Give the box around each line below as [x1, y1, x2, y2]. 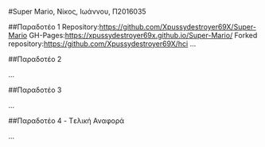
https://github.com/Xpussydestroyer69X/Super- [99, 22, 257, 31]
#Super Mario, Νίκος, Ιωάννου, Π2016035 [8, 7, 146, 16]
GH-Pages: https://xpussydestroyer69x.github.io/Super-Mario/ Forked [29, 31, 258, 40]
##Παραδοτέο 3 [8, 85, 62, 95]
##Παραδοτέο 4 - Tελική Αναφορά [8, 116, 125, 126]
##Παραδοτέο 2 [8, 55, 62, 64]
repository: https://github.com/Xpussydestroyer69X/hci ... [8, 39, 197, 48]
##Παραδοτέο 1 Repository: [8, 22, 99, 31]
